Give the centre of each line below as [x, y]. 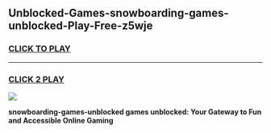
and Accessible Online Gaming [61, 120]
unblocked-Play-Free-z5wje [81, 26]
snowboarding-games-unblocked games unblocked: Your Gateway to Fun [135, 111]
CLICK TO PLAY [40, 49]
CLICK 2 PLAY [36, 79]
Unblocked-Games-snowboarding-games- [119, 13]
